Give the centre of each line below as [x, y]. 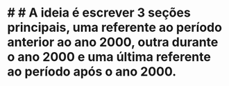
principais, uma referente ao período [114, 27]
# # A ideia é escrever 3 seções [99, 13]
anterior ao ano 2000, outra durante [113, 42]
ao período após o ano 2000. [92, 72]
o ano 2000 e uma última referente [109, 57]
